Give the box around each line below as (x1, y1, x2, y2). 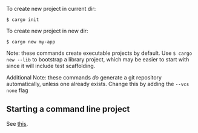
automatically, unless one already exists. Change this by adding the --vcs (6, 81, 190, 87)
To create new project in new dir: (6, 27, 89, 34)
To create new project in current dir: (6, 5, 96, 12)
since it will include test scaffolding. (6, 63, 96, 69)
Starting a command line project (6, 104, 130, 114)
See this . (6, 120, 28, 127)
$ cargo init (6, 17, 39, 23)
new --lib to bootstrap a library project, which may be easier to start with (6, 56, 190, 63)
